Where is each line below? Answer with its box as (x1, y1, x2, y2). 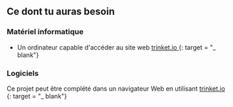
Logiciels (6, 68, 39, 78)
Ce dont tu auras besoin (6, 6, 115, 18)
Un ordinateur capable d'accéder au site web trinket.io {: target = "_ (16, 43, 217, 52)
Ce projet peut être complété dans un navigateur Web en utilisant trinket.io (6, 84, 226, 93)
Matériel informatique (6, 27, 84, 37)
